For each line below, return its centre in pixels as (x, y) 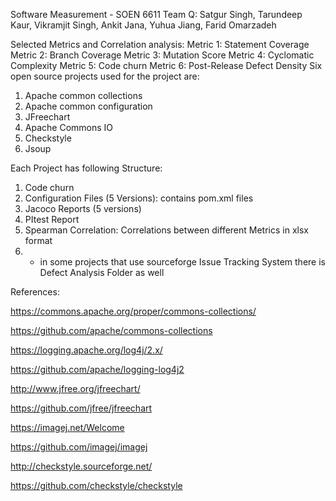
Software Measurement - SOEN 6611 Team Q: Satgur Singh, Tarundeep (156, 14)
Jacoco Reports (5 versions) (83, 208)
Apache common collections (83, 95)
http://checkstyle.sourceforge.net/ (81, 466)
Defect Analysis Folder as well (102, 272)
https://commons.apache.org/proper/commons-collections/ (133, 311)
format (38, 240)
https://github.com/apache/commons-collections (111, 330)
